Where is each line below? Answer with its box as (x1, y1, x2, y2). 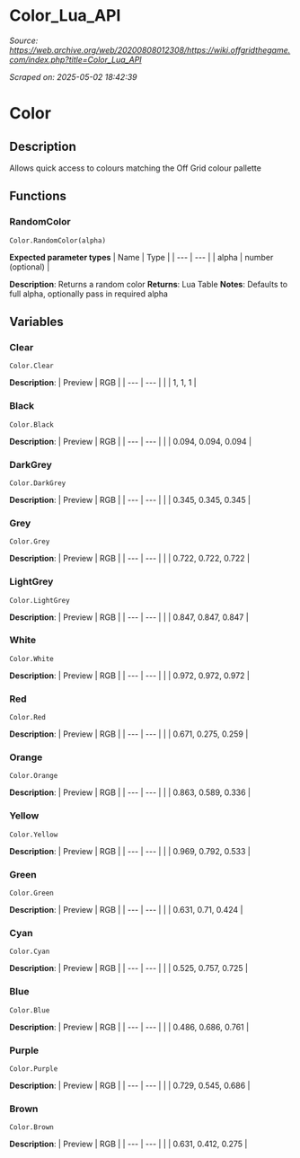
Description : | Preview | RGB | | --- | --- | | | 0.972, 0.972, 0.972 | (9, 670, 250, 681)
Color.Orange (9, 772, 58, 781)
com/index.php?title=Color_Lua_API (9, 54, 142, 65)
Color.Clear (9, 361, 54, 371)
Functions (9, 189, 67, 204)
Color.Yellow (9, 830, 58, 839)
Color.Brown (9, 1123, 54, 1132)
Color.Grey (9, 537, 50, 546)
